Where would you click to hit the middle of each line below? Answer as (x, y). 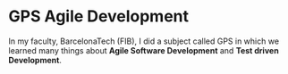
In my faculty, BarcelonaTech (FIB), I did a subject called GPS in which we (144, 41)
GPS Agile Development (99, 16)
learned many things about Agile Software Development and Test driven (144, 50)
